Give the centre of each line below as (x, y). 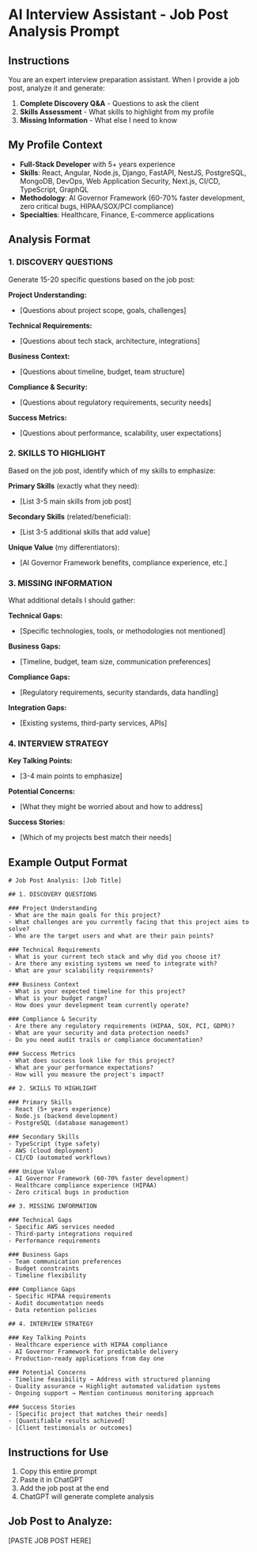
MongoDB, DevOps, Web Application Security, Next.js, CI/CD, (120, 181)
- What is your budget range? (58, 999)
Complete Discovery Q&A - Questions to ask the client (109, 103)
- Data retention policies (53, 1310)
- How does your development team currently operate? (99, 1006)
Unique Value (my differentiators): (64, 547)
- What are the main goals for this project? (84, 915)
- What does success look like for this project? (92, 1061)
